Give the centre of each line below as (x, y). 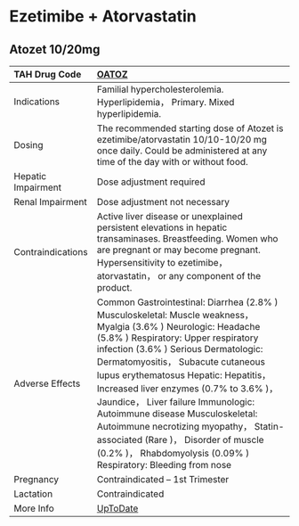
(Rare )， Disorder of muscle (204, 440)
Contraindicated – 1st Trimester (163, 479)
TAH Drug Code (48, 74)
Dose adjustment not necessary (163, 202)
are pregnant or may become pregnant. (178, 250)
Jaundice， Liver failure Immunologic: (176, 402)
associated (120, 440)
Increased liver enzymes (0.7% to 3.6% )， (187, 388)
